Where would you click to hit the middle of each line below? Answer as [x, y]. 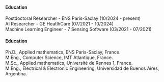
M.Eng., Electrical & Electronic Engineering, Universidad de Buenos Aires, [82, 68]
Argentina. [16, 74]
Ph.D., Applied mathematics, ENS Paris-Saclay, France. [63, 52]
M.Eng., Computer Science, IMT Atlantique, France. [59, 58]
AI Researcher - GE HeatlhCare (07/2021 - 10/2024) [59, 24]
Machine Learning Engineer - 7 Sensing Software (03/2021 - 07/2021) [78, 29]
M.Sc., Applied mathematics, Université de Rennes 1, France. [69, 63]
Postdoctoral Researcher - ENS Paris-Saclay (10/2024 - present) [73, 18]
